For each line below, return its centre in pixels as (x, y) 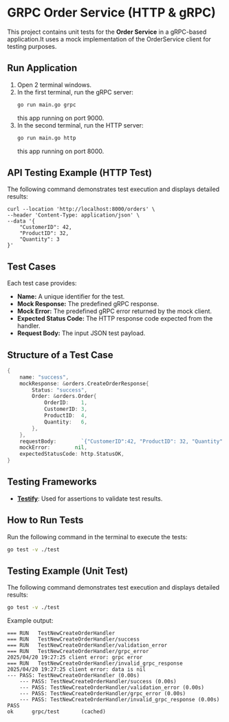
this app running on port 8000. (61, 151)
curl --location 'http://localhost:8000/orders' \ (81, 209)
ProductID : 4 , (66, 416)
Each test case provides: (42, 283)
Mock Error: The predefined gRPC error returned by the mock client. (114, 311)
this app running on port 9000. (61, 118)
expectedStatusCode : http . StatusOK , (72, 454)
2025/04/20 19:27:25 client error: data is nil (77, 670)
